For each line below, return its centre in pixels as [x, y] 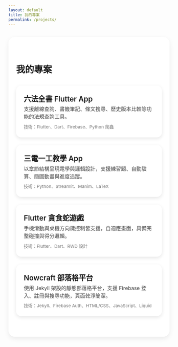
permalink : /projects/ [32, 19]
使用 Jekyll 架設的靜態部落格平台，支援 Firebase [82, 288]
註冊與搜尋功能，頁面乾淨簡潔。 [73, 296]
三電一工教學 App [53, 158]
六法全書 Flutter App [58, 99]
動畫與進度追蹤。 [65, 176]
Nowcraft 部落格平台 [59, 277]
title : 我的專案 [24, 15]
